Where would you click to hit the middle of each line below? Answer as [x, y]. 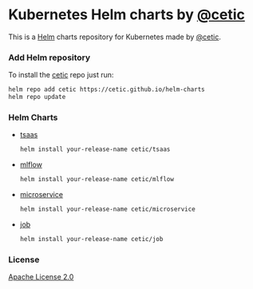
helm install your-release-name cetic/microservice [107, 209]
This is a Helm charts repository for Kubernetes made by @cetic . [115, 37]
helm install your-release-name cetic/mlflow [97, 180]
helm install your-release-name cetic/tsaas [95, 149]
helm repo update [37, 97]
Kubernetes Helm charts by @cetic [127, 15]
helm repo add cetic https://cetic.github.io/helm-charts [107, 89]
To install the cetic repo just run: [61, 75]
